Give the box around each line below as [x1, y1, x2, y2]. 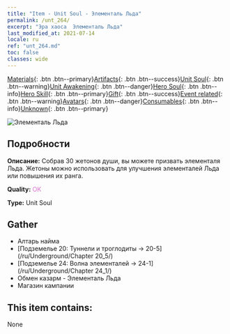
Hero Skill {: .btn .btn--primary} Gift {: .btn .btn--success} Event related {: [20, 89, 223, 98]
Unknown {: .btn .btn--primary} [20, 104, 109, 112]
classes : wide [7, 56, 49, 63]
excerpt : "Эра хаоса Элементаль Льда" [7, 23, 123, 30]
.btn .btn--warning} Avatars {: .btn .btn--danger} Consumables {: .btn [7, 97, 200, 105]
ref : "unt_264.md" [7, 43, 61, 50]
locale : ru [7, 36, 39, 43]
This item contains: [7, 301, 93, 314]
